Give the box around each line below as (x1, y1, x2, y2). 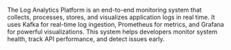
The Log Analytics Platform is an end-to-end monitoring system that (7, 6, 203, 14)
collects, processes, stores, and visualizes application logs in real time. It (7, 13, 215, 21)
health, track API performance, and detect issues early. (7, 35, 165, 43)
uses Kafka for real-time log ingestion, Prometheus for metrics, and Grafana (7, 21, 224, 28)
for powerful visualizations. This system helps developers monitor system (7, 27, 218, 36)
